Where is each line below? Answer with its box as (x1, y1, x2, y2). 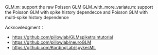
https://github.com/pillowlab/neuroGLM (12, 39, 91, 45)
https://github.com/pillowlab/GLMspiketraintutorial (12, 34, 113, 40)
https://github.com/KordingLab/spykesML (12, 45, 96, 50)
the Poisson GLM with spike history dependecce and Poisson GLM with (5, 9, 148, 15)
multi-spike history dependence (5, 15, 69, 20)
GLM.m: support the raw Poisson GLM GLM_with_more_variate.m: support (5, 4, 153, 10)
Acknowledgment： (5, 24, 45, 30)
